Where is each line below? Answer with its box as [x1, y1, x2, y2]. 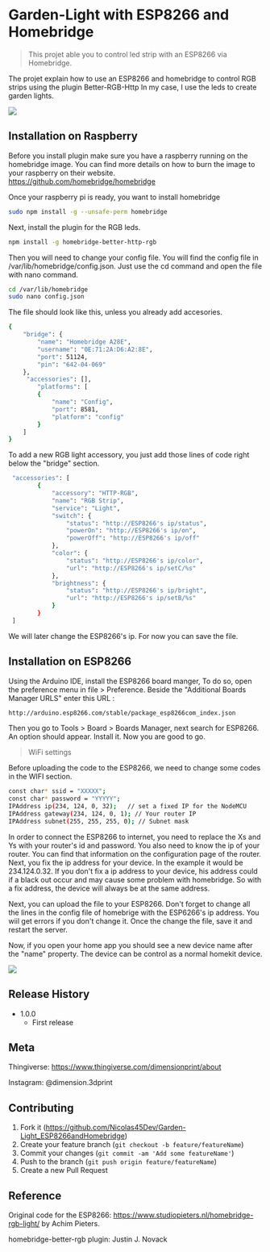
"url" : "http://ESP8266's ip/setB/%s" [65, 595, 197, 603]
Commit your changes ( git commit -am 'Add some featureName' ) [19, 1148, 235, 1158]
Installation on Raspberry [8, 129, 139, 143]
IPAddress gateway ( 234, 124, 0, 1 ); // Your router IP [8, 810, 197, 818]
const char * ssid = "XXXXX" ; [8, 787, 106, 795]
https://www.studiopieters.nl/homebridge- [113, 1210, 254, 1220]
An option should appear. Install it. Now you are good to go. [8, 732, 206, 741]
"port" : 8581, [51, 405, 99, 413]
